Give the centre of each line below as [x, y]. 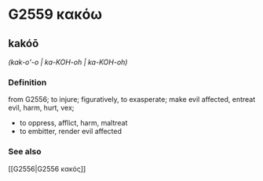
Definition [27, 82]
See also [25, 152]
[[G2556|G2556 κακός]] [47, 168]
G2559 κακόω [55, 14]
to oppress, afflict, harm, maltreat [73, 123]
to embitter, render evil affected [71, 132]
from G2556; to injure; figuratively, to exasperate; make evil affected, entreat [132, 100]
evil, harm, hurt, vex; [41, 108]
